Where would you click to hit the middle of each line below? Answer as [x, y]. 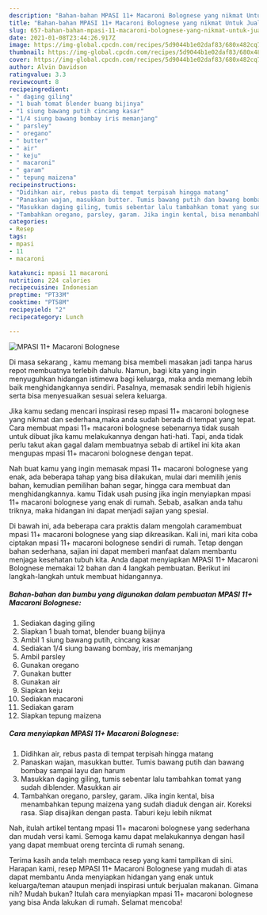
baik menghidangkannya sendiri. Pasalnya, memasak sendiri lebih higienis [130, 387]
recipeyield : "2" [38, 310]
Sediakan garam [47, 707]
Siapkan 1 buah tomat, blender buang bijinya [93, 631]
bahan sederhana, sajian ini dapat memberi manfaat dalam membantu [123, 551]
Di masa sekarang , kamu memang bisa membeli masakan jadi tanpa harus [131, 362]
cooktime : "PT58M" [39, 303]
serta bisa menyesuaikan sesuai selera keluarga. [88, 395]
